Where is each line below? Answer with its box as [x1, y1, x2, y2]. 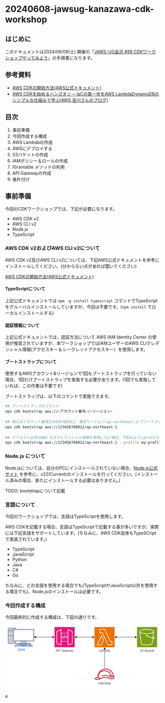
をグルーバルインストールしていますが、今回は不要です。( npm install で [5, 304, 152, 310]
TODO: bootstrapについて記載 [5, 488, 65, 493]
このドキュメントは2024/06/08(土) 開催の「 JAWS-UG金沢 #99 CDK [5, 49, 143, 55]
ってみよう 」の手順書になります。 [26, 55, 95, 61]
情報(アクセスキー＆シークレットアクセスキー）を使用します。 [22, 347, 148, 352]
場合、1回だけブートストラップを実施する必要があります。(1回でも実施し [5, 377, 152, 383]
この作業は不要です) [22, 383, 63, 389]
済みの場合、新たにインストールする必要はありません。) [9, 477, 121, 483]
